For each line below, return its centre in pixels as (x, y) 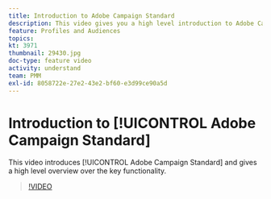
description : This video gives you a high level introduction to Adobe (131, 23)
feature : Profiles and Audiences (65, 31)
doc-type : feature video (50, 61)
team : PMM (25, 76)
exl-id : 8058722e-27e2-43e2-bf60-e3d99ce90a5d (88, 83)
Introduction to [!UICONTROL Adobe (132, 123)
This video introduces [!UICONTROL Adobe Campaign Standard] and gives (133, 163)
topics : (21, 38)
